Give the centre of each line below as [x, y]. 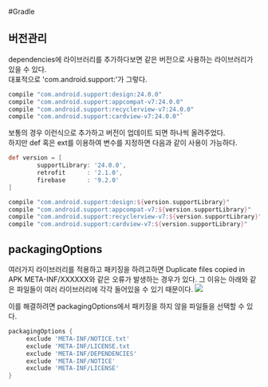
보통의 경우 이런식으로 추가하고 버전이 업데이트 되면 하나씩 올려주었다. [117, 133]
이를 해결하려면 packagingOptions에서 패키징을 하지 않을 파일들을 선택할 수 [126, 306]
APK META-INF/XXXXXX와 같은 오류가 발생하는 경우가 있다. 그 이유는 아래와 [128, 279]
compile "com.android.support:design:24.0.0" [85, 94]
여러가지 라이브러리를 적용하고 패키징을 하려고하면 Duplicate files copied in [127, 269]
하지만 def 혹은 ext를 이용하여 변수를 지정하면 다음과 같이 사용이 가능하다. [123, 143]
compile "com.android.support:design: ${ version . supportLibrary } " [119, 202]
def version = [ [35, 158]
